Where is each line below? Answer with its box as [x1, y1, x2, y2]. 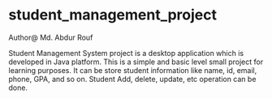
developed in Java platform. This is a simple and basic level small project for [8, 57, 264, 67]
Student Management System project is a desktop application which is [8, 48, 244, 58]
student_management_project [8, 6, 218, 24]
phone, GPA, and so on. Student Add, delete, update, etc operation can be [8, 74, 257, 84]
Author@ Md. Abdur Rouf [8, 32, 93, 42]
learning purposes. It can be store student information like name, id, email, [8, 65, 257, 75]
